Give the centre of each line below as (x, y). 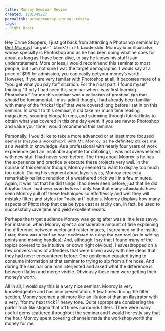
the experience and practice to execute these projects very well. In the (77, 162)
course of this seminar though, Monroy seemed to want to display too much (82, 167)
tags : (11, 24)
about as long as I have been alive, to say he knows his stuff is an (71, 58)
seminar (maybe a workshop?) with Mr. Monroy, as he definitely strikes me (81, 141)
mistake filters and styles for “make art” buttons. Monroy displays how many (82, 199)
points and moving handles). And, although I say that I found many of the (79, 240)
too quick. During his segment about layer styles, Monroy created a (73, 173)
